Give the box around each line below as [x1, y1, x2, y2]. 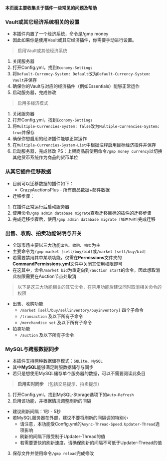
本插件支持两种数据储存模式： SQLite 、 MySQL [12, 358, 103, 364]
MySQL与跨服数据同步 [5, 346, 59, 353]
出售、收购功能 [12, 301, 43, 307]
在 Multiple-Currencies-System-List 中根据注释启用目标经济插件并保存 [12, 142, 156, 148]
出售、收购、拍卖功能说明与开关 [5, 230, 82, 237]
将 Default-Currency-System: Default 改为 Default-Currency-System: [12, 71, 151, 77]
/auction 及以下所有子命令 [19, 332, 74, 338]
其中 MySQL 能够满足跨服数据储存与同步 [12, 364, 94, 370]
